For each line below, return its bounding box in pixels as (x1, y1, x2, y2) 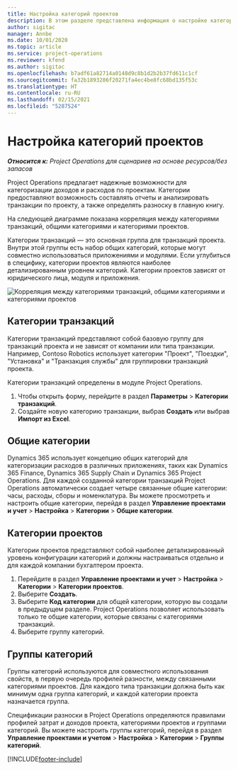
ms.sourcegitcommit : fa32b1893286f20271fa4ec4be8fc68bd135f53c (7, 76, 198, 84)
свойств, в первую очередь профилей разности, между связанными (7, 675, 216, 683)
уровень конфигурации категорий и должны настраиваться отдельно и (7, 554, 225, 562)
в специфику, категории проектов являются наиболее (7, 258, 171, 267)
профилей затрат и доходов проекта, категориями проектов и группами (7, 718, 227, 727)
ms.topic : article (7, 43, 62, 50)
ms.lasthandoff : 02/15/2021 (7, 97, 91, 104)
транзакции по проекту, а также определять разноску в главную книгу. (7, 200, 225, 209)
